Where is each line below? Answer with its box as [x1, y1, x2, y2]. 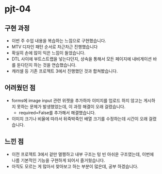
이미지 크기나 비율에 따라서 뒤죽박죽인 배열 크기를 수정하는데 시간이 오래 [11, 116, 148, 122]
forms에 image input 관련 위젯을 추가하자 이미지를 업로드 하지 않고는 [11, 97, 143, 103]
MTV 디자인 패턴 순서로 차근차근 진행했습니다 [11, 44, 98, 50]
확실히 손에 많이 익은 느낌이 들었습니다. [11, 50, 86, 55]
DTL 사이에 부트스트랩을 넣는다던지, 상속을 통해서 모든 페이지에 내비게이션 [11, 56, 152, 62]
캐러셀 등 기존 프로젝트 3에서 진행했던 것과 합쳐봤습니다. [11, 68, 118, 74]
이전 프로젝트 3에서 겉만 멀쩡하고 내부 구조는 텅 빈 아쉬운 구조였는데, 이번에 [11, 151, 154, 157]
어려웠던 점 [4, 84, 36, 92]
